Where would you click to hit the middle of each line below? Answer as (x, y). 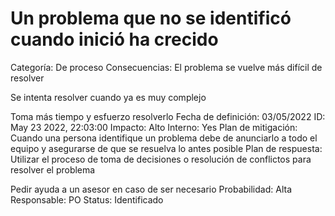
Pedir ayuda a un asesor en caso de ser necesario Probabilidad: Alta (151, 189)
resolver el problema (53, 169)
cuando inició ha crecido (114, 39)
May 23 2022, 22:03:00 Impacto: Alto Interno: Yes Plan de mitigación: (154, 127)
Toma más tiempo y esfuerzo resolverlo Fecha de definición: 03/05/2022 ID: (168, 116)
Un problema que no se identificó (151, 18)
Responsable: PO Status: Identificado (87, 199)
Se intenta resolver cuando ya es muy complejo (108, 97)
